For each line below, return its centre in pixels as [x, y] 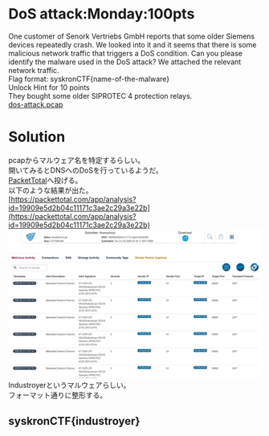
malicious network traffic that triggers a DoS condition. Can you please [126, 53]
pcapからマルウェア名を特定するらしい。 [77, 160]
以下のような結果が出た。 [51, 190]
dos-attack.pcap [36, 104]
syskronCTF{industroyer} [74, 421]
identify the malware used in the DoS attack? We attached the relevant [125, 62]
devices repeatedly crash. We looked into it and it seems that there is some [132, 44]
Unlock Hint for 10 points [49, 87]
